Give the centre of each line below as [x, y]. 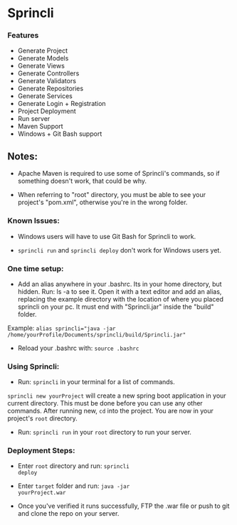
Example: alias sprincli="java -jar [62, 328]
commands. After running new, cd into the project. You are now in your [110, 411]
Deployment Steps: [41, 451]
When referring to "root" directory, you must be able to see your [112, 195]
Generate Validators [47, 81]
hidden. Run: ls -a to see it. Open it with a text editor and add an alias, [120, 291]
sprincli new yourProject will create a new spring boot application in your [117, 396]
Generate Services [45, 96]
